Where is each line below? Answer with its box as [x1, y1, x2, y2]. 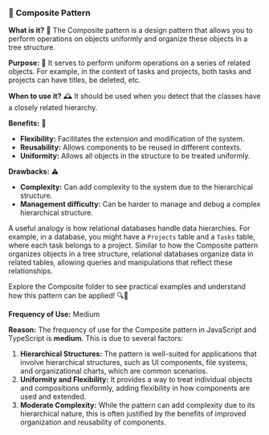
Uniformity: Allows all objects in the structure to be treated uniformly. [19, 151, 251, 161]
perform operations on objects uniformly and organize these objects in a [8, 34, 248, 43]
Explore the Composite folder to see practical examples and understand [8, 281, 247, 292]
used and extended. [19, 392, 87, 401]
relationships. [8, 266, 54, 276]
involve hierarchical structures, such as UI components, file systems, [19, 358, 248, 367]
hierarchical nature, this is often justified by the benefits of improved [19, 409, 247, 419]
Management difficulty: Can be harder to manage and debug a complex [19, 199, 261, 209]
